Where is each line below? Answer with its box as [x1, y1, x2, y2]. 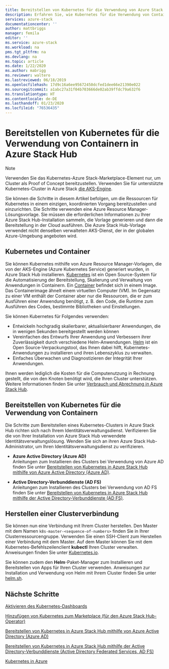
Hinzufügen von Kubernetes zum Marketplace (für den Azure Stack [5, 613, 145, 619]
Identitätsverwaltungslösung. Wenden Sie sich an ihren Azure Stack [5, 438, 146, 444]
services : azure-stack [5, 17, 53, 22]
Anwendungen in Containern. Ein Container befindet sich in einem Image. [5, 282, 157, 288]
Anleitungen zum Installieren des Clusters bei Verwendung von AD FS [12, 484, 157, 490]
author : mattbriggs [5, 26, 46, 31]
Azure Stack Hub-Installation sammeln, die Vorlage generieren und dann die [5, 217, 163, 223]
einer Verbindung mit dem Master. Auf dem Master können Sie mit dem [5, 539, 152, 545]
